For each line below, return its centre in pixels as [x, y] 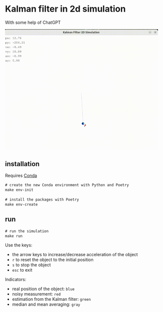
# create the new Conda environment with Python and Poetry [67, 185]
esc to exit [22, 270]
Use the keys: [19, 245]
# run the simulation [27, 231]
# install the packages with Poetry [42, 199]
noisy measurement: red [36, 294]
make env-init [19, 190]
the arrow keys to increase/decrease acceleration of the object [75, 254]
